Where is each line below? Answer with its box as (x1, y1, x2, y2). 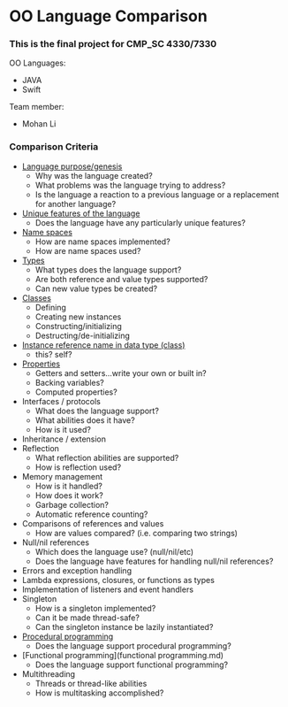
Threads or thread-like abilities (34, 678, 148, 688)
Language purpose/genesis (21, 161, 123, 172)
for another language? (34, 198, 117, 209)
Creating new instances (34, 311, 122, 322)
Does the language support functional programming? (34, 659, 228, 670)
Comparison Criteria (9, 141, 99, 153)
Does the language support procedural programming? (34, 640, 231, 651)
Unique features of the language (21, 208, 140, 219)
